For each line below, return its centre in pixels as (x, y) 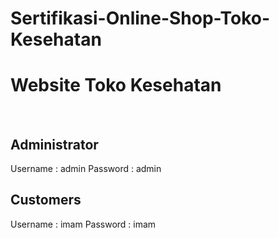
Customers (46, 200)
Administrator (54, 144)
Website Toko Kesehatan (116, 85)
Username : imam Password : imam (83, 224)
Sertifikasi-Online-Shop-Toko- (140, 18)
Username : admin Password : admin (86, 168)
